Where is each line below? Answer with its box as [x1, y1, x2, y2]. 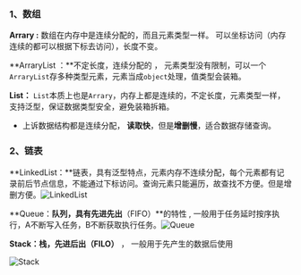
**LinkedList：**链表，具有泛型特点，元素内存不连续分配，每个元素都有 [9, 167, 278, 178]
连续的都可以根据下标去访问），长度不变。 [9, 41, 163, 52]
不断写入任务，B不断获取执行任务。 [30, 219, 161, 229]
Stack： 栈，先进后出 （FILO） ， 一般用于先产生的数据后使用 [9, 238, 234, 249]
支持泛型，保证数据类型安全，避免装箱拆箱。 [9, 101, 175, 112]
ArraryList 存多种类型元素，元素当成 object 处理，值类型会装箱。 [9, 71, 246, 82]
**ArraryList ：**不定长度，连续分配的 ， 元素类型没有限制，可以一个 [9, 60, 267, 71]
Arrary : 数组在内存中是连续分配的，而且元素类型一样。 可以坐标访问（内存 [9, 29, 287, 41]
